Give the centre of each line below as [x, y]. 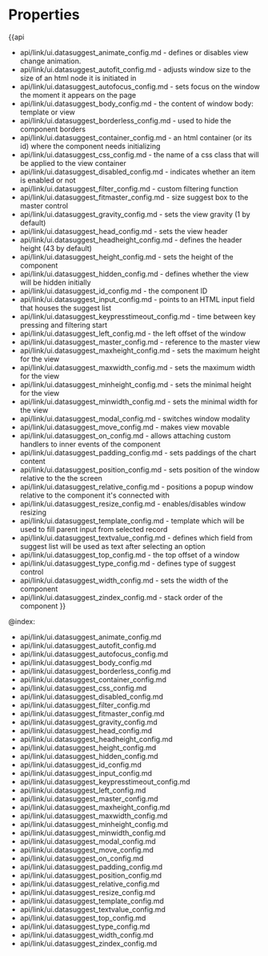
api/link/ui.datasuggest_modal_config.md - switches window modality [135, 418]
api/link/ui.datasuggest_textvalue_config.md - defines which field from [136, 538]
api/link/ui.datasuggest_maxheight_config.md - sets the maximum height [140, 350]
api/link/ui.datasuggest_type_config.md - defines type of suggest [128, 563]
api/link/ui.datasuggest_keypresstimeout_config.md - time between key [138, 316]
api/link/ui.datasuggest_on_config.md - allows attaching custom [125, 435]
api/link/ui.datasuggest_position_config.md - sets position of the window [140, 470]
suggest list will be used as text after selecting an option [112, 546]
